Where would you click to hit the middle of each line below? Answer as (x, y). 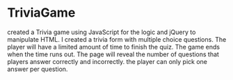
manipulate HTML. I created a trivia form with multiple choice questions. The (117, 39)
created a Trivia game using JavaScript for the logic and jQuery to (102, 32)
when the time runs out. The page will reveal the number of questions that (113, 54)
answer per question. (38, 69)
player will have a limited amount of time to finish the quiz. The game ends (114, 47)
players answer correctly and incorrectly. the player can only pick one (107, 61)
